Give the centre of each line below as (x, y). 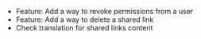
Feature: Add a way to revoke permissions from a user (104, 11)
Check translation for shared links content (84, 28)
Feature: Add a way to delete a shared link (85, 19)
